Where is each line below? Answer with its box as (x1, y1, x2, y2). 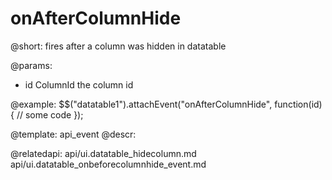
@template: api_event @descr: (10, 128, 137, 140)
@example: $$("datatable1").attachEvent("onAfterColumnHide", (10, 98, 273, 110)
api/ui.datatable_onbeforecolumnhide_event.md (10, 158, 207, 170)
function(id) (274, 98, 323, 110)
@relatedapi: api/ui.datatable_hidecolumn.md (10, 147, 197, 159)
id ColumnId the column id (24, 78, 134, 91)
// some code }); (16, 108, 84, 121)
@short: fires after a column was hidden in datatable (10, 40, 227, 52)
